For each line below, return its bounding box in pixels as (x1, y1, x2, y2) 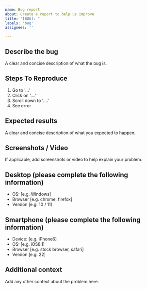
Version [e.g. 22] (12, 252, 46, 257)
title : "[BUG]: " (5, 16, 40, 21)
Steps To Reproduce (5, 74, 68, 83)
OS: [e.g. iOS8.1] (12, 241, 45, 247)
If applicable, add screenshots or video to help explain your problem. (5, 156, 143, 163)
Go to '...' (12, 87, 30, 93)
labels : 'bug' (5, 20, 34, 26)
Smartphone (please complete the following (5, 216, 141, 224)
